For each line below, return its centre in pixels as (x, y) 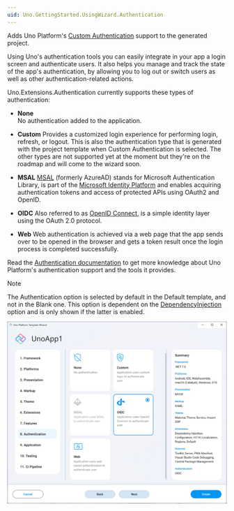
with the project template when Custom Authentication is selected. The (119, 149)
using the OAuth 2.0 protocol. (60, 221)
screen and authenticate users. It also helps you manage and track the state (116, 64)
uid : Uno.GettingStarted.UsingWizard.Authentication (85, 15)
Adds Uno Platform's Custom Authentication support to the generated (107, 36)
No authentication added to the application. (79, 120)
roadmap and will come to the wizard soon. (79, 163)
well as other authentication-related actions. (70, 79)
